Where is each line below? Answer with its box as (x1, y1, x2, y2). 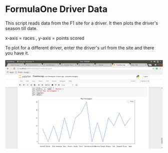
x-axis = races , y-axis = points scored (5, 35, 84, 41)
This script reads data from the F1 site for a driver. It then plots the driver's (5, 20, 158, 26)
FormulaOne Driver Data (5, 3, 108, 15)
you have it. (5, 50, 29, 56)
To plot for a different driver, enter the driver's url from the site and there (5, 44, 154, 50)
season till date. (5, 25, 38, 31)
